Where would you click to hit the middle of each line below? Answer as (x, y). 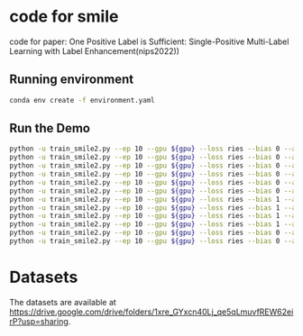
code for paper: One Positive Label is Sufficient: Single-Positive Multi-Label (149, 41)
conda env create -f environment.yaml (82, 100)
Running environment (71, 80)
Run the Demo (50, 128)
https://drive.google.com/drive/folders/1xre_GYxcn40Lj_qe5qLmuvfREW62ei (151, 312)
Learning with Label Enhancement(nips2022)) (95, 50)
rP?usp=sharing (39, 321)
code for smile (64, 17)
